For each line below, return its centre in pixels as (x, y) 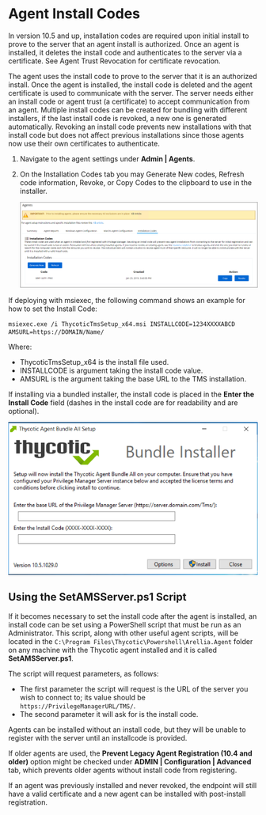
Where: (20, 347)
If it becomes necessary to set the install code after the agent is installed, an (133, 616)
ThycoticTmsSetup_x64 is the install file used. (94, 362)
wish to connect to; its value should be (83, 697)
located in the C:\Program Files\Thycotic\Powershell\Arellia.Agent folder (131, 641)
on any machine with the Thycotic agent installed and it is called (113, 650)
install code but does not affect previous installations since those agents (126, 135)
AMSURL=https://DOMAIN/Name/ (56, 332)
